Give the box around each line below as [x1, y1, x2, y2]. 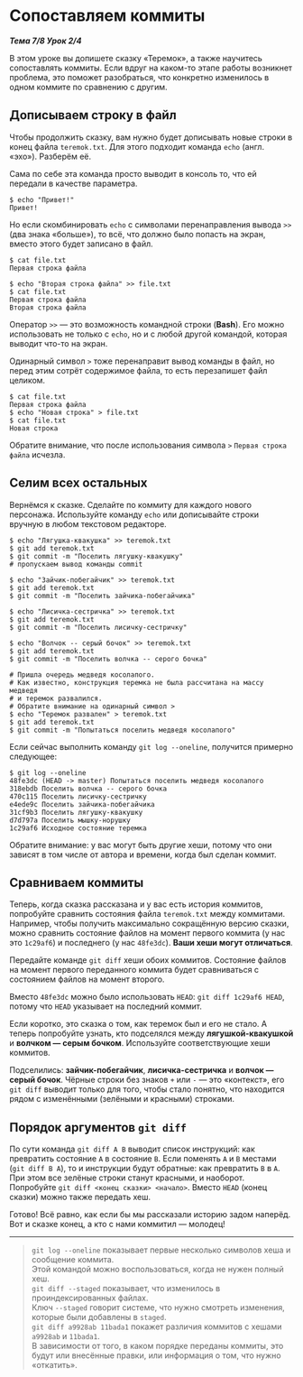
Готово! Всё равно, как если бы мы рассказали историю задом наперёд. [9, 1209, 291, 1220]
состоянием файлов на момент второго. [9, 974, 165, 984]
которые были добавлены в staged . [31, 1312, 167, 1323]
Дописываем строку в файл [9, 107, 178, 123]
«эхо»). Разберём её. [9, 151, 92, 162]
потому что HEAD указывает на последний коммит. [9, 1001, 203, 1012]
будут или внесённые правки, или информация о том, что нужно [31, 1350, 281, 1361]
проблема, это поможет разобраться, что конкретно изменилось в [9, 71, 270, 82]
